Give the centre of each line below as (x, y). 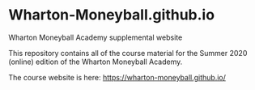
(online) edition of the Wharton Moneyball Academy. (96, 62)
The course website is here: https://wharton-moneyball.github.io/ (117, 77)
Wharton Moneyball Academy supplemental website (96, 37)
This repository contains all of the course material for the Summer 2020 (128, 53)
